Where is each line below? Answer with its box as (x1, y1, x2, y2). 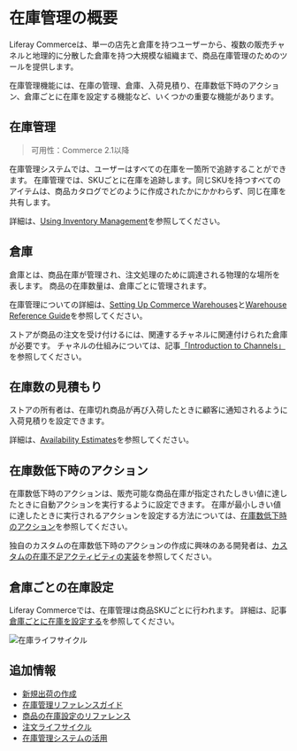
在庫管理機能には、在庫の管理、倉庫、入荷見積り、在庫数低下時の (9, 80, 249, 90)
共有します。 (9, 197, 56, 207)
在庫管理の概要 (9, 8, 118, 28)
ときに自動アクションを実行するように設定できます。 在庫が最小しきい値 (16, 499, 281, 510)
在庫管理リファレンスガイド (21, 699, 124, 709)
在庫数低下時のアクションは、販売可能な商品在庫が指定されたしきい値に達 (9, 488, 280, 499)
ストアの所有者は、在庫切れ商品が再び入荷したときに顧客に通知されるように (9, 405, 288, 415)
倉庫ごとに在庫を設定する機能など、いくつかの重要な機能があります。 (24, 90, 279, 102)
